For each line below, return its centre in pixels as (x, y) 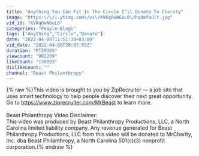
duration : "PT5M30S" (32, 51)
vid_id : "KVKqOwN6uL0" (34, 23)
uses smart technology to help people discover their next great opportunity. (99, 96)
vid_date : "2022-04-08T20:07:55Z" (49, 45)
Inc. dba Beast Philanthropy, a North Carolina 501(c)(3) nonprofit (86, 140)
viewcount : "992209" (32, 56)
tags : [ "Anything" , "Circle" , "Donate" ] (55, 34)
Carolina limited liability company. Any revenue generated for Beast (89, 128)
